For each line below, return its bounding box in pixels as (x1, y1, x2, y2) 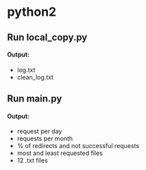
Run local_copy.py (7, 32, 88, 43)
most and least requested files (16, 149, 103, 158)
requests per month (16, 134, 73, 143)
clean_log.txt (16, 73, 53, 81)
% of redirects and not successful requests (16, 142, 139, 150)
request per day (16, 127, 62, 136)
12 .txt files (16, 156, 48, 165)
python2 (7, 4, 57, 20)
